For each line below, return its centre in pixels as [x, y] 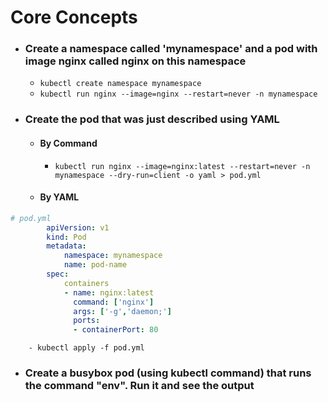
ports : [87, 321]
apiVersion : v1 [78, 227]
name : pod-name [95, 265]
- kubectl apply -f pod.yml [86, 348]
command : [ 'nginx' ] [114, 302]
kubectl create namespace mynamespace [120, 84]
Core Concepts [74, 17]
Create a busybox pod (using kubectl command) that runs [168, 373]
